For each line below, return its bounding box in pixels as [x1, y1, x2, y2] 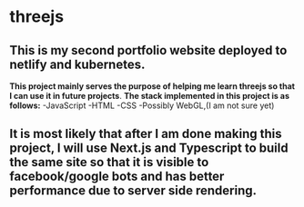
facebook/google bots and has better [9, 169, 225, 184]
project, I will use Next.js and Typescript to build [9, 141, 289, 156]
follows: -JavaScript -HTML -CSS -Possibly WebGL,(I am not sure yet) [9, 100, 275, 111]
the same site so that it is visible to [9, 154, 209, 170]
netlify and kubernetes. [9, 56, 146, 72]
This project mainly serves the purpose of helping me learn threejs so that [9, 81, 296, 92]
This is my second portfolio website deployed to [9, 43, 288, 58]
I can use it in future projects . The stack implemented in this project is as [9, 91, 289, 101]
